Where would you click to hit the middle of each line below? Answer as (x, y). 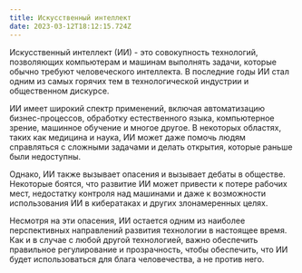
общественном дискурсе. (59, 91)
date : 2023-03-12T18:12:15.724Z (70, 26)
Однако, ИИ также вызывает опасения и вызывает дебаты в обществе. (147, 174)
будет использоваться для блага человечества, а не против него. (137, 258)
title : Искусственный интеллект (70, 18)
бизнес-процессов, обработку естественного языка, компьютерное (142, 118)
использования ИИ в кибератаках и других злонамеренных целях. (139, 203)
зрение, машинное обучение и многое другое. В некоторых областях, (146, 127)
